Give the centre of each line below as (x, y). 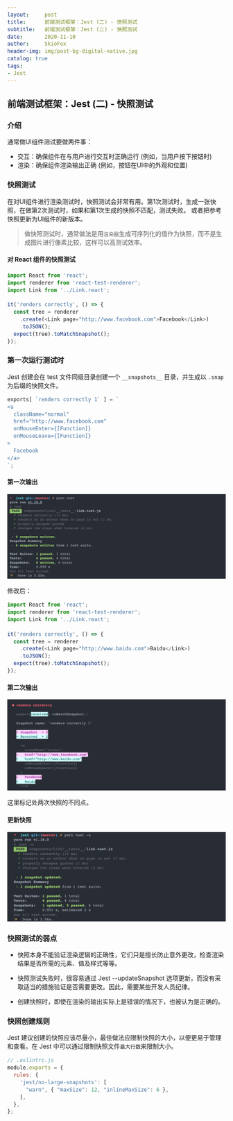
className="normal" (42, 414)
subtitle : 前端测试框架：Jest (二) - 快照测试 (72, 29)
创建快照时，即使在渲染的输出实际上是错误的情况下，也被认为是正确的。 (120, 1002)
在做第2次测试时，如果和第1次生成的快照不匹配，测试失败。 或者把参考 (120, 210)
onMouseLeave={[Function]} (52, 436)
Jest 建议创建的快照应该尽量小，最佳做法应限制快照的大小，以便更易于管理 (114, 1038)
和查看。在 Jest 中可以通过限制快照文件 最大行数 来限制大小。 (92, 1046)
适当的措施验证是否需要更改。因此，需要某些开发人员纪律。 (109, 987)
